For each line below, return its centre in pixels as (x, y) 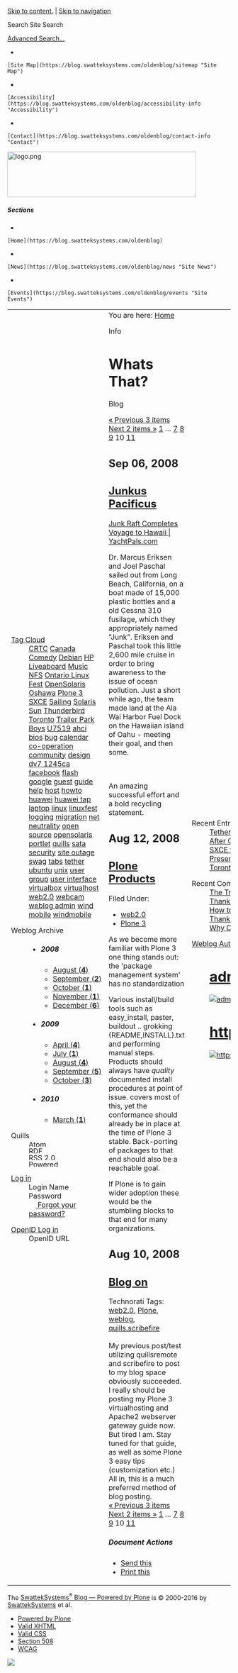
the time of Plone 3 (140, 1133)
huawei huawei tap (60, 799)
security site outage (62, 852)
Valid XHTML (37, 1626)
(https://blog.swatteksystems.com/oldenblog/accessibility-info (104, 104)
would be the (130, 1202)
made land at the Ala (143, 708)
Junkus (128, 491)
